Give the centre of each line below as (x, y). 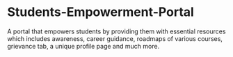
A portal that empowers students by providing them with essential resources (116, 31)
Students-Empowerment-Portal (101, 12)
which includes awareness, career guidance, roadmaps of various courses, (115, 38)
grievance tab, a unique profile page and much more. (83, 46)
